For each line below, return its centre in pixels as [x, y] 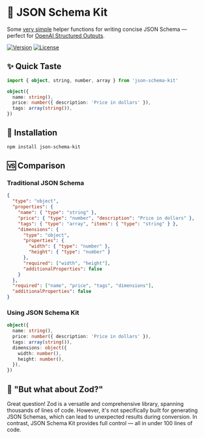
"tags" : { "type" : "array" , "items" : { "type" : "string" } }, [98, 224]
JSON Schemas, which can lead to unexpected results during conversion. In [102, 416]
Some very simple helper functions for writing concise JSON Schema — [97, 29]
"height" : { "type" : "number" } [70, 252]
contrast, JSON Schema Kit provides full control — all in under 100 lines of [100, 423]
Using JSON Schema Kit [43, 312]
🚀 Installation [32, 133]
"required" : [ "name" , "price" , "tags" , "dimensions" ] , [83, 286]
